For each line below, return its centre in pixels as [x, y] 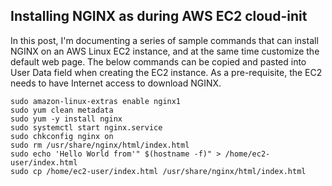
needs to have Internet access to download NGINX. [116, 83]
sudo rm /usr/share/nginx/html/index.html [100, 145]
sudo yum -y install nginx [66, 119]
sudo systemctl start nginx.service [86, 127]
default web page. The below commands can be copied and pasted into [158, 61]
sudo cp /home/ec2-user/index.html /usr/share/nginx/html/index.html [158, 171]
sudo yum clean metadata [62, 110]
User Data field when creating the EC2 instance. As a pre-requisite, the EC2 [166, 72]
